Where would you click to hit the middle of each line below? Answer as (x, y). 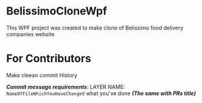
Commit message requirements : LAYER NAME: (66, 87)
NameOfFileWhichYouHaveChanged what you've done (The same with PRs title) (101, 93)
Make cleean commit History (42, 75)
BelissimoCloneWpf (57, 11)
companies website (30, 34)
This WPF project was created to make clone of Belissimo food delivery (95, 28)
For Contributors (49, 59)
